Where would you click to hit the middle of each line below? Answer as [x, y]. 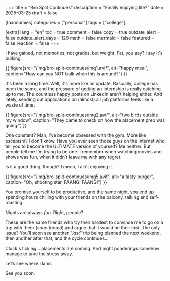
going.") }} [16, 126]
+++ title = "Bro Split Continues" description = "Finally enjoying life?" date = [85, 7]
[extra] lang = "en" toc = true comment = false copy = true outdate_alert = [83, 32]
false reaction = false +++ [32, 43]
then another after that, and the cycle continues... [57, 238]
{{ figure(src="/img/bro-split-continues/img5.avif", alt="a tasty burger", [80, 177]
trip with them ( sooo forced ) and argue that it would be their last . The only [83, 227]
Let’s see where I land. [29, 264]
